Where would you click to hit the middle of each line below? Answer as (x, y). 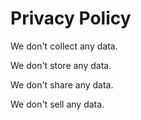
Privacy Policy (71, 18)
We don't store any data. (61, 65)
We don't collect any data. (64, 46)
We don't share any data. (62, 84)
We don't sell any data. (57, 104)
